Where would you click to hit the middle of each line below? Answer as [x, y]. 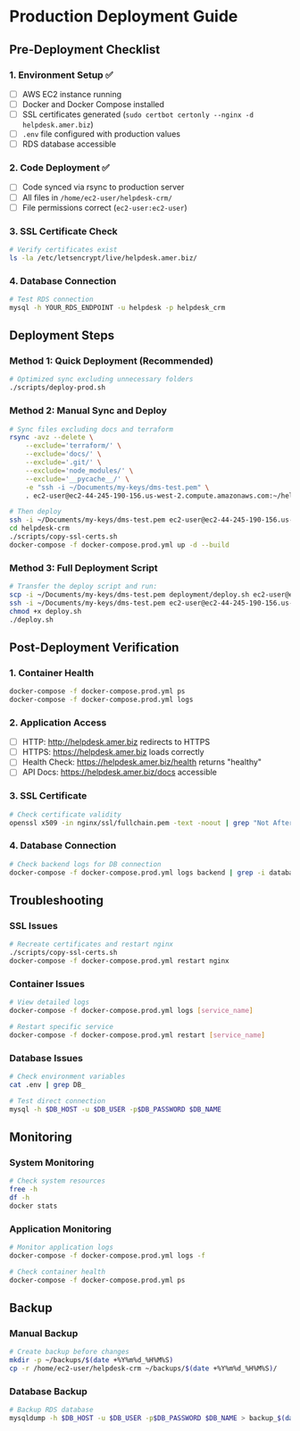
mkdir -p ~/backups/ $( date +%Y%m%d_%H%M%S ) [92, 1360]
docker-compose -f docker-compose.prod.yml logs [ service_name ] [131, 1010]
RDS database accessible [69, 144]
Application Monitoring [60, 1228]
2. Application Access [58, 723]
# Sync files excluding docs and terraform [92, 429]
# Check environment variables [67, 1076]
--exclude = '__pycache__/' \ [77, 479]
